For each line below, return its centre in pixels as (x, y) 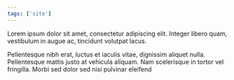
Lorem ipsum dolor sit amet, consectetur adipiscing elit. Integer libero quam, (117, 33)
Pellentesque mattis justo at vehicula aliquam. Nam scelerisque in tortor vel (116, 62)
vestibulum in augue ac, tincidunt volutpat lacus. (77, 41)
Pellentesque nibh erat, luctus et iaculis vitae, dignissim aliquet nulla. (106, 54)
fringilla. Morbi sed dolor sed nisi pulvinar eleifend (80, 69)
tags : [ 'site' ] (29, 14)
